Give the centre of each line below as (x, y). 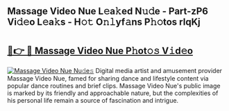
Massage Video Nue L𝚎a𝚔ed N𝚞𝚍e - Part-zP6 (108, 11)
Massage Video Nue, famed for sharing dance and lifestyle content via (108, 78)
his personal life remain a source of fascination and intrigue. (93, 100)
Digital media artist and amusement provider (159, 71)
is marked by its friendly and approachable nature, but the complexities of (113, 93)
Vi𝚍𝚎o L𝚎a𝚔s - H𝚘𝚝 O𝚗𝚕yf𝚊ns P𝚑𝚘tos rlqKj (104, 22)
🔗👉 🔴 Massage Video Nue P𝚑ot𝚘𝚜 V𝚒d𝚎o (100, 51)
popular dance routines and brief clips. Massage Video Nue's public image (114, 86)
